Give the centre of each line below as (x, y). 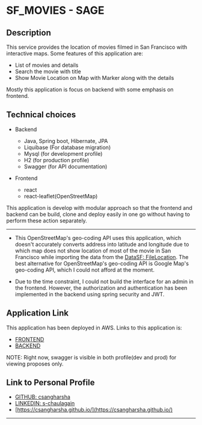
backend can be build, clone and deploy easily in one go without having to (98, 214)
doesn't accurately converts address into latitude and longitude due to (102, 244)
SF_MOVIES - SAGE (55, 11)
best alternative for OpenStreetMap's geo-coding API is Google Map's (102, 263)
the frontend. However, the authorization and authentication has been (101, 288)
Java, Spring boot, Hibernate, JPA (66, 141)
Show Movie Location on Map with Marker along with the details (94, 78)
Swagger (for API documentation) (66, 167)
